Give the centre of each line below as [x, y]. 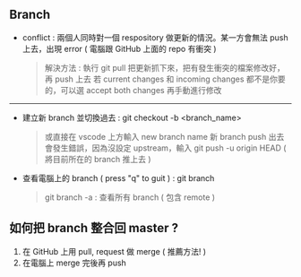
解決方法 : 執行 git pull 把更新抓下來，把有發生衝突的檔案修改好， [164, 67]
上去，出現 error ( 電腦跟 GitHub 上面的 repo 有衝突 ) [119, 48]
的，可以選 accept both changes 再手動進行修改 [133, 90]
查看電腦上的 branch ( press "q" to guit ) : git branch [118, 177]
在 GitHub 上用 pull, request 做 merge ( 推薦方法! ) [114, 251]
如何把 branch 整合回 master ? [94, 228]
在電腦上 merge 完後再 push [74, 263]
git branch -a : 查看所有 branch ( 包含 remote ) [130, 197]
